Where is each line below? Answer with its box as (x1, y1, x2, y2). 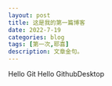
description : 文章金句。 (8, 48, 84, 56)
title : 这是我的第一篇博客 (8, 19, 86, 27)
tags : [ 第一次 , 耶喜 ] (8, 41, 69, 48)
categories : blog (8, 33, 65, 41)
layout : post (8, 11, 51, 20)
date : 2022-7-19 (8, 26, 61, 34)
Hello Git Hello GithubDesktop (8, 70, 105, 78)
